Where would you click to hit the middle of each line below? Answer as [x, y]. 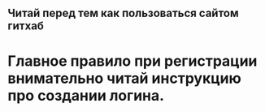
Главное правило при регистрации [132, 61]
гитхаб [26, 26]
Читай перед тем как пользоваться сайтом [123, 13]
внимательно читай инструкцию [124, 78]
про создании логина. [86, 95]
